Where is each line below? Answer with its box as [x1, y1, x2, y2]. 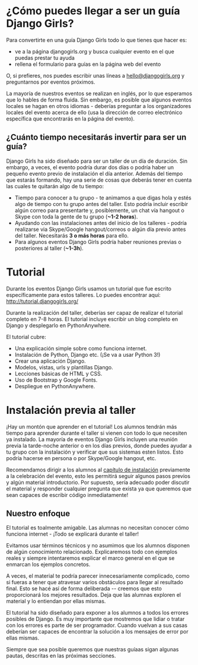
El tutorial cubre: [6, 333, 46, 340]
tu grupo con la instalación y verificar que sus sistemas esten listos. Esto [6, 448, 184, 455]
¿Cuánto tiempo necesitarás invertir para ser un [6, 132, 187, 142]
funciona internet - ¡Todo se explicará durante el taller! [6, 530, 139, 538]
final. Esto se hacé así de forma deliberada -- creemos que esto [6, 585, 162, 592]
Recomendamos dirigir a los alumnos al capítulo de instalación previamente [6, 466, 191, 473]
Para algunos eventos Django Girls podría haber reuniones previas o [14, 238, 182, 245]
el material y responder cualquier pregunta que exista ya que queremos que [6, 485, 191, 492]
